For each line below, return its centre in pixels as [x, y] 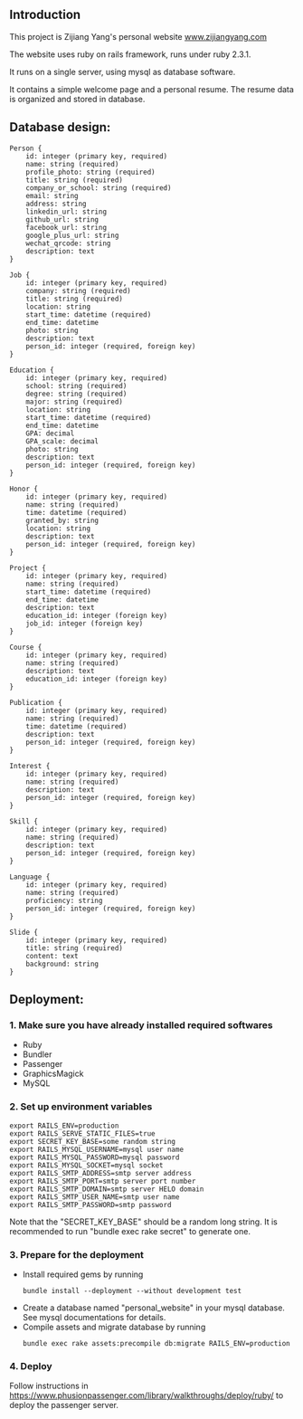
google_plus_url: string [72, 235]
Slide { [24, 932]
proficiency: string [64, 900]
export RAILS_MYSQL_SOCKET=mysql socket [87, 1165]
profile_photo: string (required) [90, 172]
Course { [26, 647]
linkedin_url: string [66, 212]
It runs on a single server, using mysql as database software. [123, 71]
